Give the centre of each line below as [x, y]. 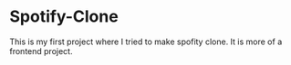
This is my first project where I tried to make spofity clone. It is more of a [146, 42]
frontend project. [41, 51]
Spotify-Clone [64, 17]
